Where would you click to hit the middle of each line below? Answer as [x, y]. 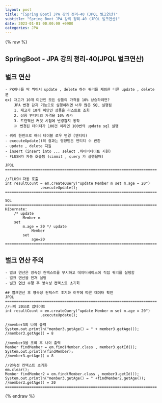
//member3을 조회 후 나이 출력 [33, 343]
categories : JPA [22, 28]
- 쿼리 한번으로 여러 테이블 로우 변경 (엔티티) [46, 136]
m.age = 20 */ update [45, 227]
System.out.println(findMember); [39, 352]
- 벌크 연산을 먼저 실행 [26, 278]
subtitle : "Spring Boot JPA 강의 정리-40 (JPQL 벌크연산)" [63, 19]
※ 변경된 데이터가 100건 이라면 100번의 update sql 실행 [66, 126]
